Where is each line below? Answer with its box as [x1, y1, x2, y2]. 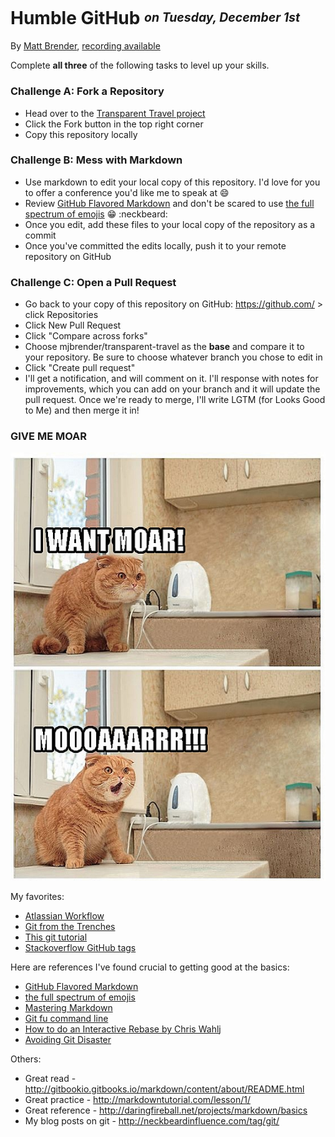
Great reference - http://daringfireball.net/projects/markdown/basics [24, 1104, 308, 1117]
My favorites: [10, 891, 65, 903]
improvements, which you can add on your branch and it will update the [24, 383, 321, 395]
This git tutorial [24, 931, 88, 943]
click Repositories [24, 309, 99, 321]
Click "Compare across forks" [24, 330, 148, 342]
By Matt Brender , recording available [10, 40, 161, 52]
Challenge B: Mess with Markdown [10, 153, 183, 167]
